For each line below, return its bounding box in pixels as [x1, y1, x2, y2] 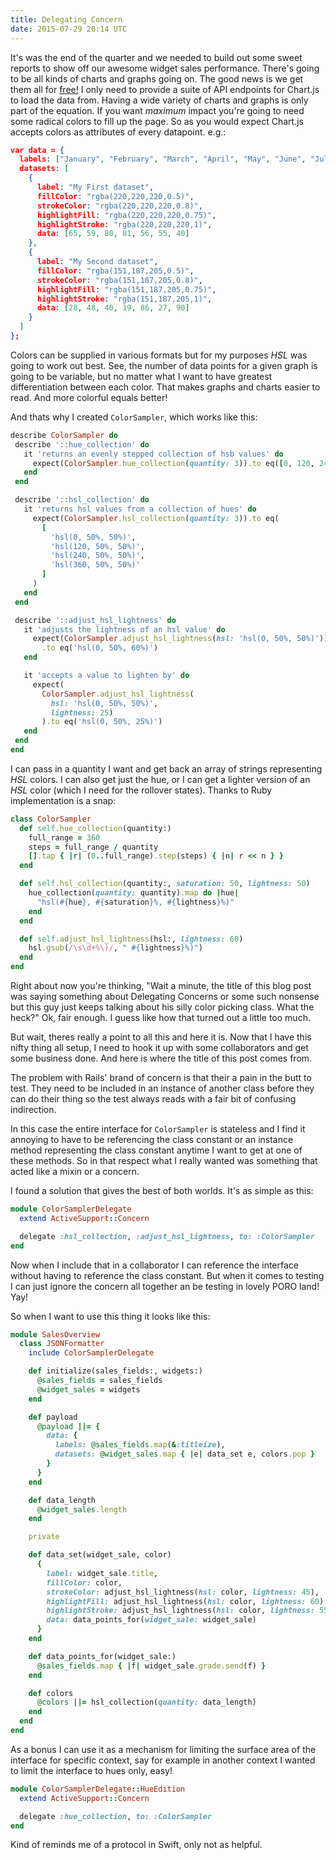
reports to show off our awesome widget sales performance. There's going [10, 62, 320, 74]
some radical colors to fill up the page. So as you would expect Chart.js [10, 115, 304, 127]
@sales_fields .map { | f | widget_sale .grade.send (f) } [36, 1661, 267, 1671]
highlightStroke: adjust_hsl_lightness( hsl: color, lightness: [46, 1606, 315, 1616]
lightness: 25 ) [50, 707, 114, 718]
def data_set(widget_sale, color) [28, 1550, 172, 1560]
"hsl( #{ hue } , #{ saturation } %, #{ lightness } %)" [36, 897, 235, 907]
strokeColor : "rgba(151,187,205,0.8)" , [36, 275, 203, 285]
